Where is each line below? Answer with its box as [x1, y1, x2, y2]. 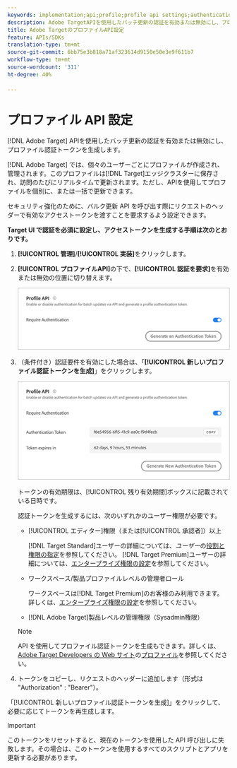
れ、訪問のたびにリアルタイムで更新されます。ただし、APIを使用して [7, 178, 208, 187]
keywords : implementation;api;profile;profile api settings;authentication [7, 11, 235, 18]
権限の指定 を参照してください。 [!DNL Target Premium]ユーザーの [28, 550, 220, 558]
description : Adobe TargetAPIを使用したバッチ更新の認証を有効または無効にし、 [7, 18, 222, 26]
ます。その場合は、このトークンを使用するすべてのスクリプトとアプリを [19, 744, 229, 752]
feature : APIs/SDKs [7, 34, 65, 41]
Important [7, 721, 36, 729]
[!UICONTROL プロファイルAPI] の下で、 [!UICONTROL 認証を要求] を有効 [17, 265, 229, 273]
